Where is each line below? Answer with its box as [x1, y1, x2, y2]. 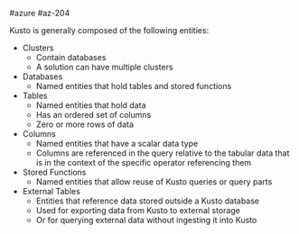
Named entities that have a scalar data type [35, 139, 199, 148]
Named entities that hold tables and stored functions [35, 81, 232, 91]
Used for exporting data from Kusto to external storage [35, 205, 241, 215]
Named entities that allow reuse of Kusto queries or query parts [35, 176, 273, 187]
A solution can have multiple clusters [35, 62, 173, 72]
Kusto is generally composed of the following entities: [9, 25, 210, 35]
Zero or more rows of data [35, 119, 134, 130]
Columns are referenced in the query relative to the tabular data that [35, 148, 290, 158]
